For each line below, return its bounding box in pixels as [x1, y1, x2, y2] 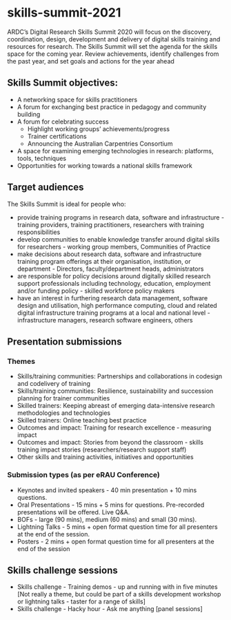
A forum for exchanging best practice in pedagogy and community [17, 102, 207, 111]
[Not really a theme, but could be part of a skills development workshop [17, 590, 221, 599]
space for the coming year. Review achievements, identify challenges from [7, 50, 219, 58]
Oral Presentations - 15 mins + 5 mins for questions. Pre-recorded [17, 501, 205, 509]
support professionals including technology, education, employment [17, 279, 211, 287]
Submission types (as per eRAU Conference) [7, 470, 160, 480]
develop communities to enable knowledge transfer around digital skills [17, 235, 220, 243]
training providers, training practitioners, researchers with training [17, 220, 205, 229]
